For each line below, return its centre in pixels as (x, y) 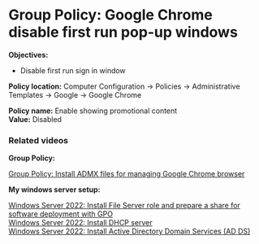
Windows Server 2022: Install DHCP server (80, 223)
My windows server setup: (54, 190)
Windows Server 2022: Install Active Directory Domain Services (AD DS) (129, 231)
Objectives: (28, 54)
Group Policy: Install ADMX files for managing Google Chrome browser (127, 174)
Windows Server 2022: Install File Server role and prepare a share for (125, 206)
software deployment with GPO (61, 214)
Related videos (39, 140)
